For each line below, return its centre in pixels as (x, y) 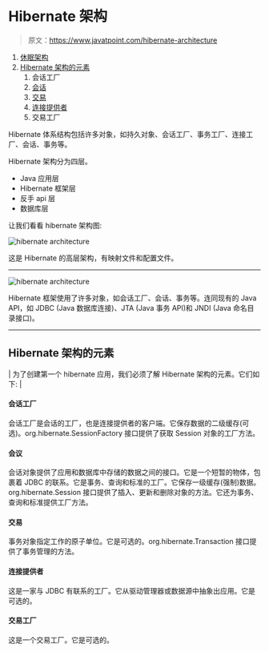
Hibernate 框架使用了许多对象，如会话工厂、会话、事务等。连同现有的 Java (132, 298)
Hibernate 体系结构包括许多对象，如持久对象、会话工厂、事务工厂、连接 (127, 134)
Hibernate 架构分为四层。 (50, 161)
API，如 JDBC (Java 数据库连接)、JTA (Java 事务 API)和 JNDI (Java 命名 (128, 308)
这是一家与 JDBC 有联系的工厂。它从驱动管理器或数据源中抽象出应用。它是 (132, 590)
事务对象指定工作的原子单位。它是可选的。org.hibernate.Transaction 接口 (129, 541)
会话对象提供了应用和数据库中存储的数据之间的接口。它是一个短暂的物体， (131, 473)
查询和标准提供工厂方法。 (50, 502)
